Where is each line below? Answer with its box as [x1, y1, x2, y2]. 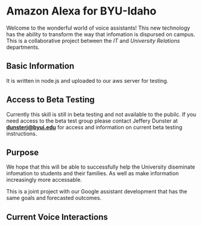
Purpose [6, 147, 39, 158]
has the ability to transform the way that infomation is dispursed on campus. [6, 30, 195, 37]
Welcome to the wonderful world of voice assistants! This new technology [6, 24, 191, 31]
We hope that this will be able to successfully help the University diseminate [6, 163, 195, 170]
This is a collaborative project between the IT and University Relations [6, 37, 180, 44]
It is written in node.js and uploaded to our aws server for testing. [6, 77, 169, 84]
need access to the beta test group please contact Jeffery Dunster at [6, 117, 178, 124]
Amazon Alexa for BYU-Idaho [6, 4, 157, 18]
